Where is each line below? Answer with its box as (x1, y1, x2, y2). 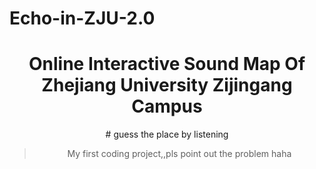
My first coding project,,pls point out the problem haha (67, 148, 292, 160)
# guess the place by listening (105, 128, 229, 141)
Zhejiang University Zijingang (41, 74, 293, 97)
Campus (131, 95, 203, 118)
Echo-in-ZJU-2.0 (9, 7, 156, 30)
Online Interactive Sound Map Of (28, 53, 306, 76)
